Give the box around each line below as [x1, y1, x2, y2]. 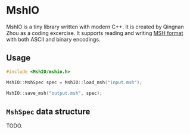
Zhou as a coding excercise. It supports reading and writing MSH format [6, 29, 183, 36]
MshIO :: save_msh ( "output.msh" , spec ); [6, 90, 102, 96]
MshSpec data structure [6, 106, 91, 116]
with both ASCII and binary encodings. [6, 36, 101, 43]
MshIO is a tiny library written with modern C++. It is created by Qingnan [6, 23, 184, 30]
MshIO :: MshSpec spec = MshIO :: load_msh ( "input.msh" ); [6, 79, 143, 85]
